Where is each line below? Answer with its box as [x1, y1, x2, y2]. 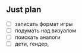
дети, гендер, [14, 41, 49, 47]
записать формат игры [14, 20, 73, 27]
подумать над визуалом [14, 26, 77, 34]
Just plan [6, 5, 42, 15]
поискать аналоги [14, 34, 61, 41]
